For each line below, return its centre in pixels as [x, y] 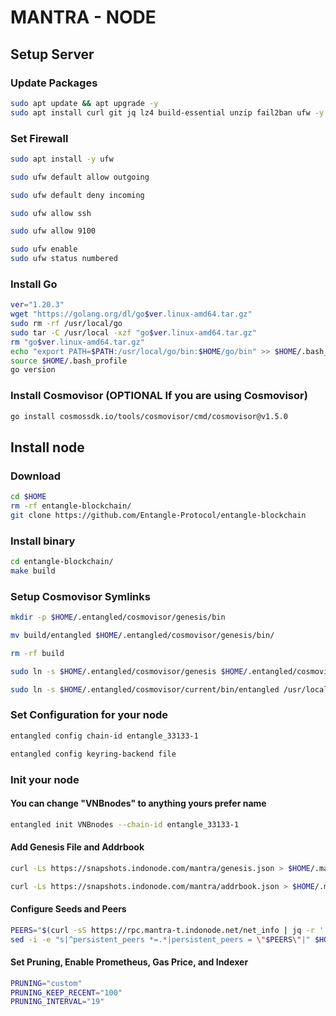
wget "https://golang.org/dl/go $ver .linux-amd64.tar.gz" [131, 314]
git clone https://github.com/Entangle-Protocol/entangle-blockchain [158, 515]
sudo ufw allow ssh [51, 213]
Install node [47, 447]
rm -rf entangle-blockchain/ [71, 506]
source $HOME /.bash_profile [69, 361]
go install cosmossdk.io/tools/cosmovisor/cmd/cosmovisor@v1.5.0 [149, 416]
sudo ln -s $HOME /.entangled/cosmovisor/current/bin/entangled [145, 689]
